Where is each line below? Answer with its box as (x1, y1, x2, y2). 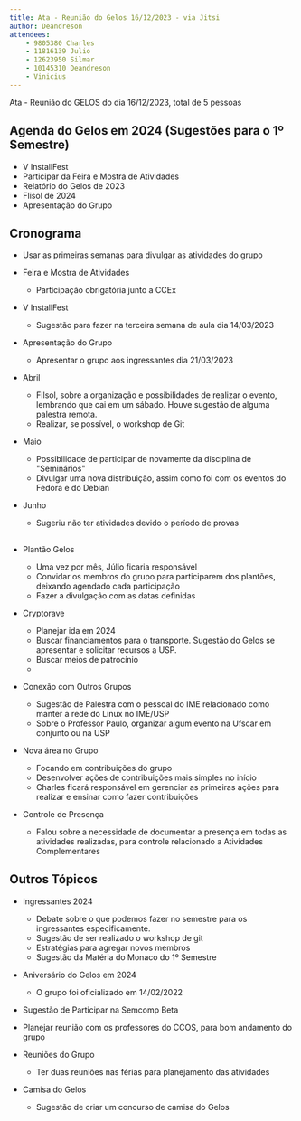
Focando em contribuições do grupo (35, 762, 173, 773)
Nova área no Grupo (22, 745, 99, 756)
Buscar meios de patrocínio (35, 654, 138, 664)
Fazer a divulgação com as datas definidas (35, 589, 196, 601)
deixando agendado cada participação (35, 580, 181, 591)
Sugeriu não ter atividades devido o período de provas (35, 517, 240, 529)
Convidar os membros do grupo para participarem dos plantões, (35, 570, 276, 581)
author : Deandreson (9, 22, 83, 31)
